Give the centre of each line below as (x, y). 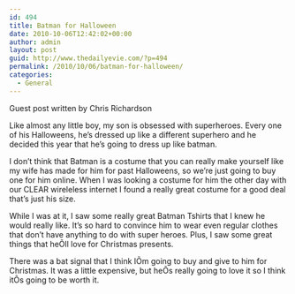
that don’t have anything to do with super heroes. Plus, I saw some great (141, 234)
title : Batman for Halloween (63, 26)
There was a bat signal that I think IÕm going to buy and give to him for (138, 260)
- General (35, 83)
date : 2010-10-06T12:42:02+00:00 (71, 34)
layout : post (33, 50)
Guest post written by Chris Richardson (81, 108)
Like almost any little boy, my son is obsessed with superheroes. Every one (146, 125)
